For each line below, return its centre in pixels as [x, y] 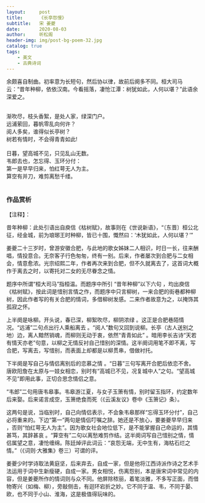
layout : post [28, 12]
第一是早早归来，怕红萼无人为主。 [49, 168]
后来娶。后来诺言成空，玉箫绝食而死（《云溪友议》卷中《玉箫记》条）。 [95, 399]
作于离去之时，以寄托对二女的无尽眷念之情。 [63, 271]
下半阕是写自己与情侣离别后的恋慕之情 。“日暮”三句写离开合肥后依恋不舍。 [100, 363]
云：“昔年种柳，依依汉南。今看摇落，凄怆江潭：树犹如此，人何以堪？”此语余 [102, 89]
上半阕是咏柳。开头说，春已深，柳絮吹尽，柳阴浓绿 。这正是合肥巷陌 [92, 320]
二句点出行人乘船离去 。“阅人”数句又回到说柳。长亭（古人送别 [110, 327]
